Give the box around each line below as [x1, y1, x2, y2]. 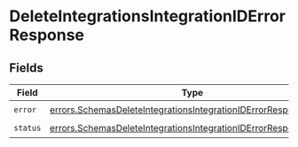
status [13, 122, 42, 133]
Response [9, 25, 85, 45]
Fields [9, 60, 44, 75]
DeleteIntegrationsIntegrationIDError [9, 6, 286, 27]
